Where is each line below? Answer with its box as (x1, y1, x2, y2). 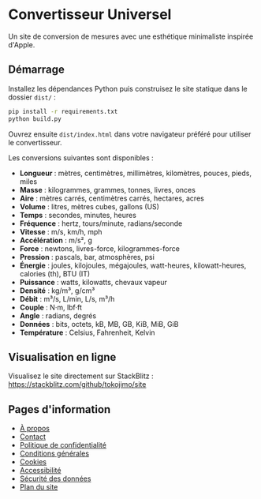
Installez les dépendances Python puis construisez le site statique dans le (8, 84, 248, 93)
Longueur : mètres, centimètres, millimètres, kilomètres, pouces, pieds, (19, 168, 252, 178)
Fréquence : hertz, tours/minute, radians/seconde (19, 219, 183, 228)
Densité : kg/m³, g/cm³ (19, 286, 95, 295)
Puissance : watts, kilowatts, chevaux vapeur (19, 277, 168, 287)
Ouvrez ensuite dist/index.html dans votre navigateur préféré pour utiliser (8, 129, 252, 139)
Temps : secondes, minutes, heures (19, 210, 136, 219)
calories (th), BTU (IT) (19, 268, 91, 278)
